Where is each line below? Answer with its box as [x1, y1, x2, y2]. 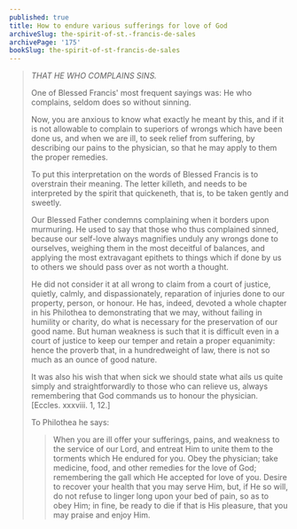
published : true [9, 12, 69, 22]
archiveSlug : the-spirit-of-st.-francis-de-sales [9, 29, 197, 38]
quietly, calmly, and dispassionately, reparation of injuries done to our [30, 288, 285, 299]
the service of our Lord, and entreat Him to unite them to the [52, 444, 273, 454]
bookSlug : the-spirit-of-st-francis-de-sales [9, 46, 180, 55]
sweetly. [30, 197, 62, 209]
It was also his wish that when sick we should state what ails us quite [30, 372, 284, 383]
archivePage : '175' [9, 37, 82, 47]
